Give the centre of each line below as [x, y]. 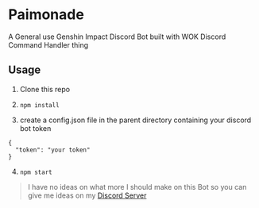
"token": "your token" [53, 150]
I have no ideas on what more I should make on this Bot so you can [137, 187]
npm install [39, 105]
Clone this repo [44, 89]
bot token [35, 128]
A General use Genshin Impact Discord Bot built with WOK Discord [117, 37]
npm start [36, 172]
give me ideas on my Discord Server [87, 195]
